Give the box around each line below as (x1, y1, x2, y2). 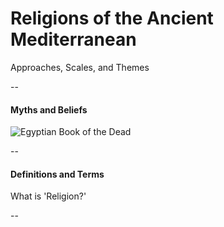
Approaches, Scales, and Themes (10, 61, 150, 73)
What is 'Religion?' (10, 190, 87, 202)
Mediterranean (10, 28, 137, 51)
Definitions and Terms (10, 168, 105, 180)
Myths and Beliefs (10, 103, 88, 116)
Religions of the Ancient (10, 7, 214, 30)
